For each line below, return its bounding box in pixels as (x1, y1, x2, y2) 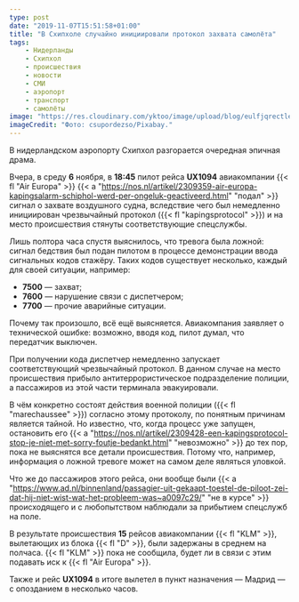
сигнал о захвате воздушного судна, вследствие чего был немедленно (9, 200, 280, 210)
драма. (9, 155, 36, 165)
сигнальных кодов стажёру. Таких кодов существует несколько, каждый (9, 255, 287, 265)
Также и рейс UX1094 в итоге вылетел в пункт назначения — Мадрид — (9, 574, 286, 584)
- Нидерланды (25, 46, 74, 55)
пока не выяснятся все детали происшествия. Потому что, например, (9, 446, 276, 457)
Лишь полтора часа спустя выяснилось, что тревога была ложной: (9, 237, 264, 246)
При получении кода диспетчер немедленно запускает (9, 354, 221, 365)
